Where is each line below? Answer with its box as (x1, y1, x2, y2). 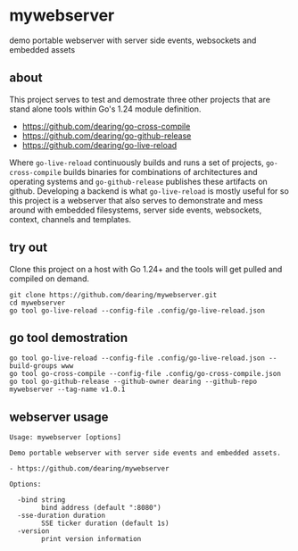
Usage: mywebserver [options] (9, 433, 122, 442)
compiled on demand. (9, 273, 90, 284)
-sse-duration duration (17, 511, 105, 521)
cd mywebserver (9, 298, 66, 307)
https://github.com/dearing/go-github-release (21, 130, 192, 141)
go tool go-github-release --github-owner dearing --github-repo (9, 377, 257, 387)
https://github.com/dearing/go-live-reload (21, 139, 178, 150)
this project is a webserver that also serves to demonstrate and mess (9, 195, 263, 205)
